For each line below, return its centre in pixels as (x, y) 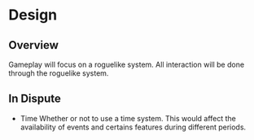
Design (33, 15)
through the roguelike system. (59, 73)
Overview (34, 45)
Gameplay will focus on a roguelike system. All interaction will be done (127, 64)
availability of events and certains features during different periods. (133, 127)
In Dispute (35, 99)
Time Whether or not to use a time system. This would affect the (128, 118)
